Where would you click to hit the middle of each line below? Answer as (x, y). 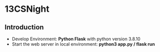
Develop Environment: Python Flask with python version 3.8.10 (76, 39)
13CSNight (27, 9)
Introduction (24, 27)
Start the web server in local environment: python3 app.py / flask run (83, 44)
